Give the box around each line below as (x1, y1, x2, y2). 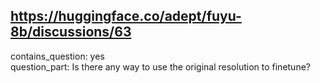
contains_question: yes (10, 50, 105, 62)
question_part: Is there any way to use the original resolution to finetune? (10, 60, 311, 73)
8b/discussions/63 (10, 24, 132, 41)
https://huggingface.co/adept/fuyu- (10, 8, 242, 25)
